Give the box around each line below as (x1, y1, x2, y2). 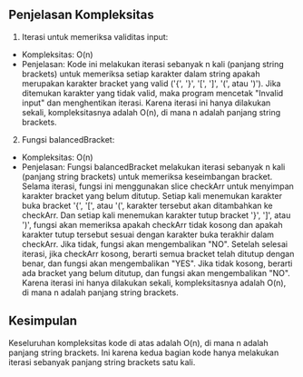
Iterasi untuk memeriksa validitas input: (21, 31, 169, 42)
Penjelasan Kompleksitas (8, 7, 155, 23)
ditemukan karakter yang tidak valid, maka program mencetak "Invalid (21, 87, 284, 98)
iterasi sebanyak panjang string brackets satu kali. (8, 356, 196, 367)
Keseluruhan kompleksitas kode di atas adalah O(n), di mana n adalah (8, 337, 269, 348)
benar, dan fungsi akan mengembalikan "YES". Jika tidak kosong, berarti (21, 258, 293, 269)
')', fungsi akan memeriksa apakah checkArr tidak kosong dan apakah (21, 219, 283, 230)
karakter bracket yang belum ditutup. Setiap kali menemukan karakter (21, 190, 283, 201)
